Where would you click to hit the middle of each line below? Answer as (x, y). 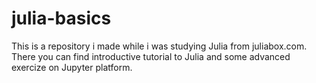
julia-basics (61, 18)
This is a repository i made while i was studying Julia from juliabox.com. (159, 46)
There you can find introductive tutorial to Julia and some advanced (151, 56)
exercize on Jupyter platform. (72, 67)
